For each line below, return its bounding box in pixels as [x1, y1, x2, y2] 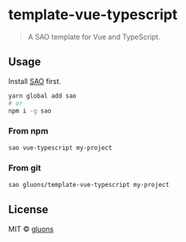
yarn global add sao [8, 92, 77, 100]
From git [8, 162, 42, 173]
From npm [8, 125, 49, 137]
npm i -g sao [8, 106, 52, 115]
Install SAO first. [8, 76, 61, 85]
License [8, 203, 49, 216]
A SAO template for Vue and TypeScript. [27, 32, 161, 42]
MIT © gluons [8, 224, 54, 233]
